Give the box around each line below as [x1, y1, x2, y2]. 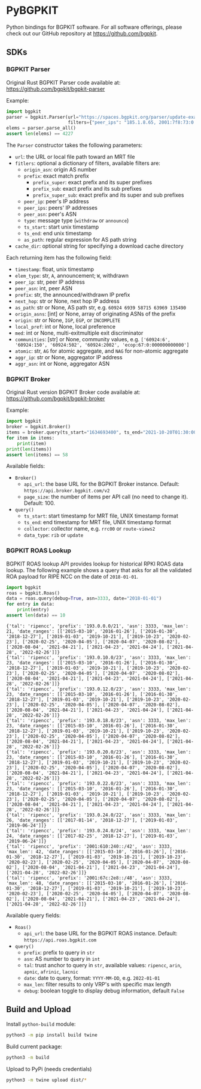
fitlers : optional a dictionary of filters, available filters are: [14, 160, 160, 167]
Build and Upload [6, 1004, 71, 1015]
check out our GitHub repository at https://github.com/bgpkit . [6, 29, 158, 37]
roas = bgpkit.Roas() [6, 590, 60, 596]
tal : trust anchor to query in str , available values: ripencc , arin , [23, 961, 182, 968]
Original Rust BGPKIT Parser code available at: [6, 79, 121, 86]
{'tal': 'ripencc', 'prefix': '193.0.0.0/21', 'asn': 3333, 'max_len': [6, 623, 188, 629]
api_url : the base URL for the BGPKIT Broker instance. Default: [23, 480, 179, 488]
